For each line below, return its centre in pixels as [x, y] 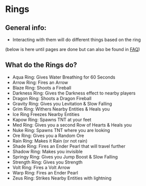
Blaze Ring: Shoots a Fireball [42, 87]
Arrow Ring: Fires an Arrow [40, 82]
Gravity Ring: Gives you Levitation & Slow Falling [62, 103]
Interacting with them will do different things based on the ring [76, 39]
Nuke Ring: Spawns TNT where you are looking [61, 130]
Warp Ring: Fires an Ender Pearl [45, 172]
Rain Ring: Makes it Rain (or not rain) [50, 140]
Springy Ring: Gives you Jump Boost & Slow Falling [65, 156]
